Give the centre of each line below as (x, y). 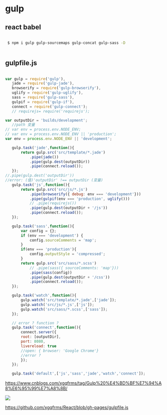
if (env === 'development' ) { (52, 235)
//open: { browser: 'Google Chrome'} (60, 351)
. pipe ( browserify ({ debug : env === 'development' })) (85, 194)
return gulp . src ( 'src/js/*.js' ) (54, 189)
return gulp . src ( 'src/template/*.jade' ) (63, 152)
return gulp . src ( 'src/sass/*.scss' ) (59, 263)
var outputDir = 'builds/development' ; (46, 120)
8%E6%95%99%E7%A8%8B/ (37, 389)
